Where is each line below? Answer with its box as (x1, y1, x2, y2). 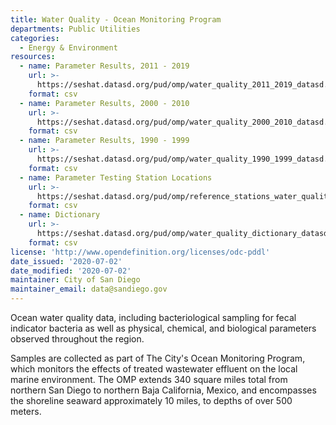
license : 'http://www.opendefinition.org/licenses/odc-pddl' (10, 247, 271, 257)
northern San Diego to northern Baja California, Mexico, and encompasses (10, 384, 317, 396)
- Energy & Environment (19, 42, 118, 53)
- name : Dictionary (19, 210, 101, 220)
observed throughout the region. (10, 333, 145, 345)
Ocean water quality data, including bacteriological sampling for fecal (10, 312, 297, 323)
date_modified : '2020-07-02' (10, 266, 132, 276)
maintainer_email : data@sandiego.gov (10, 284, 168, 295)
